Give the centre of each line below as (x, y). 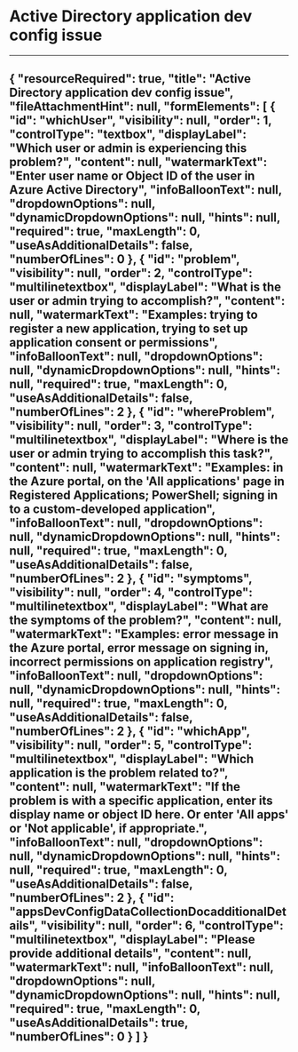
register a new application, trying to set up (129, 329)
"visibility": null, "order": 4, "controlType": (131, 593)
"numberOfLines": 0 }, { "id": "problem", (125, 259)
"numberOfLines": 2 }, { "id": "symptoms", (131, 579)
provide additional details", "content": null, (130, 954)
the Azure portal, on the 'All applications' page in (147, 482)
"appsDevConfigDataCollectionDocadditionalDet (148, 912)
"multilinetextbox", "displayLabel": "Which (132, 759)
